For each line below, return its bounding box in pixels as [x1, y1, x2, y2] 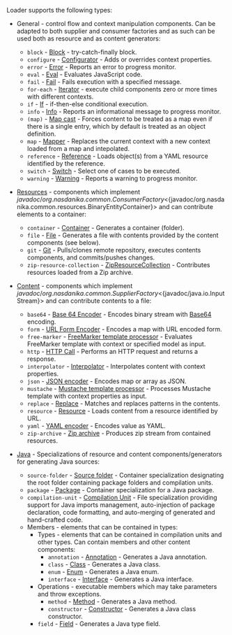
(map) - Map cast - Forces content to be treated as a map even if [26, 115, 213, 123]
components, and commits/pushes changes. [26, 253, 155, 262]
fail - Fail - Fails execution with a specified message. [26, 78, 182, 86]
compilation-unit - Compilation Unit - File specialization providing [26, 493, 217, 501]
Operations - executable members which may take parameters [37, 583, 217, 590]
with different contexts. [26, 92, 94, 101]
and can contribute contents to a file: [45, 297, 152, 305]
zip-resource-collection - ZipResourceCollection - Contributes [26, 261, 210, 269]
